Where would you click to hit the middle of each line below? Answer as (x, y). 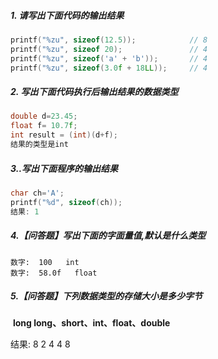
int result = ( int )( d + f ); (64, 135)
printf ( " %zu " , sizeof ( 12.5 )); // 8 (109, 40)
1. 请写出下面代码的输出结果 (67, 15)
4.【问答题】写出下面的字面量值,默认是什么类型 (108, 236)
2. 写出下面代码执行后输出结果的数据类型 (94, 92)
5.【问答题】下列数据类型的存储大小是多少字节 (106, 296)
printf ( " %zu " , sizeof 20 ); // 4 (109, 49)
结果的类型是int (39, 145)
